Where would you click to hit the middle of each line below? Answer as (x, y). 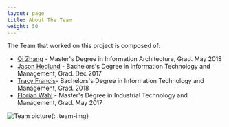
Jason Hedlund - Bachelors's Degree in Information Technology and (114, 67)
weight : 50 (23, 26)
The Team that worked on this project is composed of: (84, 46)
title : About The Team (40, 20)
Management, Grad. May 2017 (60, 103)
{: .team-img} (70, 116)
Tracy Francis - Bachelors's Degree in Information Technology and (110, 81)
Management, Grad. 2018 (53, 88)
